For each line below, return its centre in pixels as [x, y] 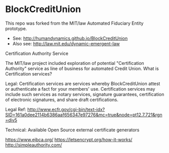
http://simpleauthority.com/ [34, 145]
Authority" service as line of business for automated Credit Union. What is [82, 68]
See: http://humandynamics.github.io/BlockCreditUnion [70, 38]
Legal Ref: [16, 109]
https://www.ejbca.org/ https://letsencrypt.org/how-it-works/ [69, 139]
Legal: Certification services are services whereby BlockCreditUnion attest [83, 84]
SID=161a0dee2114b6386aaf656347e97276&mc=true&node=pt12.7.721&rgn [84, 115]
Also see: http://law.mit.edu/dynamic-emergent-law [66, 43]
